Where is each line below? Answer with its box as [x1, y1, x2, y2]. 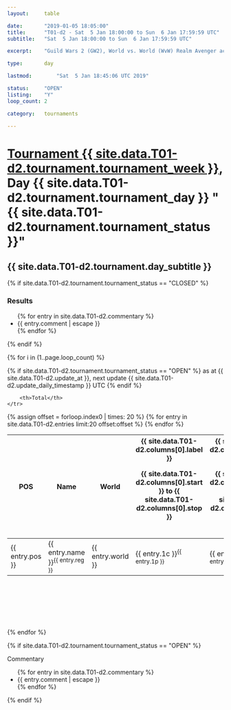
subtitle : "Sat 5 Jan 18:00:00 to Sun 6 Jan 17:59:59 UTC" [7, 35, 192, 42]
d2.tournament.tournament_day [7, 190, 196, 205]
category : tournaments [7, 110, 78, 117]
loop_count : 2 [7, 98, 48, 105]
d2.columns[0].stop [136, 503, 203, 513]
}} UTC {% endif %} [85, 381, 142, 389]
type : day [7, 60, 54, 67]
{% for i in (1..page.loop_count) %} [7, 353, 105, 361]
